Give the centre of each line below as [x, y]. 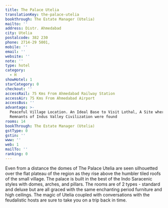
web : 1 [12, 145]
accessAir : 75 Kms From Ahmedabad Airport [50, 98]
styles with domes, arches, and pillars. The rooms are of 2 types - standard [83, 184]
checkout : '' [19, 89]
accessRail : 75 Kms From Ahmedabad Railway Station [60, 93]
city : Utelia [19, 33]
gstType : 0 [16, 130]
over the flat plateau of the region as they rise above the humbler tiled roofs [83, 173]
